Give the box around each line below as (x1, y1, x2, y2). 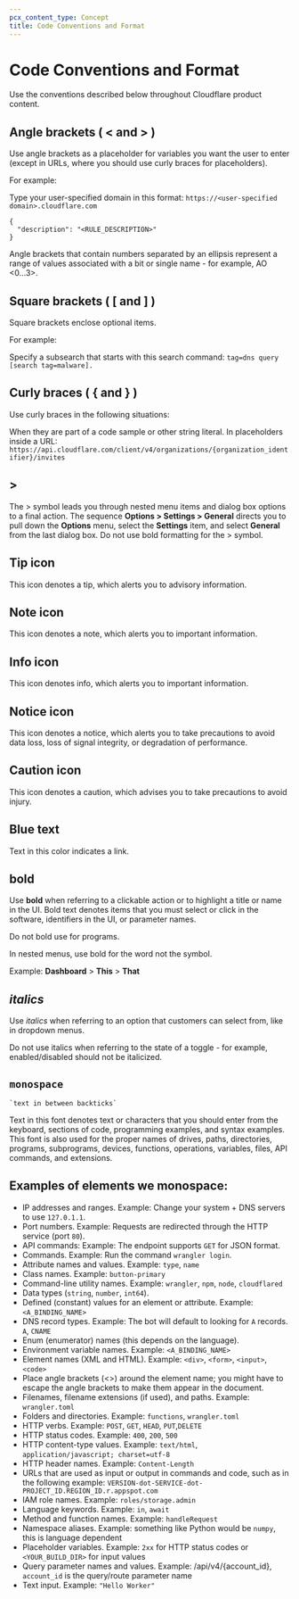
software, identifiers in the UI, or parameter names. (9, 914, 197, 924)
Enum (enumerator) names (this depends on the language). (21, 1335, 240, 1346)
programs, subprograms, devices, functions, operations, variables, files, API (9, 1143, 287, 1154)
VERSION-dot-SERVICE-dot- (107, 1479, 204, 1487)
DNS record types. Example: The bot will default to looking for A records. (21, 1315, 288, 1326)
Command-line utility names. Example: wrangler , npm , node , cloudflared (21, 1278, 283, 1288)
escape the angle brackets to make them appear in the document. (21, 1382, 264, 1393)
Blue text (9, 822, 60, 837)
